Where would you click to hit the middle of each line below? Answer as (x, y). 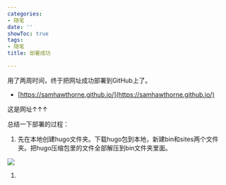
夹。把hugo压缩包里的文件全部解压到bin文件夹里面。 (94, 148)
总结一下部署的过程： (38, 124)
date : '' (20, 27)
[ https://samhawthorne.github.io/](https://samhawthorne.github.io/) (116, 94)
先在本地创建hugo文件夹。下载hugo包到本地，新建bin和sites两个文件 (118, 139)
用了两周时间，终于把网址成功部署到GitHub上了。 (79, 80)
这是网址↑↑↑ (28, 109)
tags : (15, 40)
